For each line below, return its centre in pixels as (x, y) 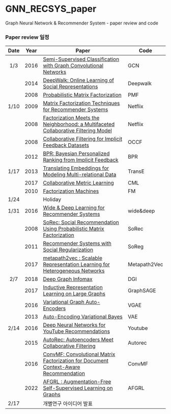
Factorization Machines (71, 191)
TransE (136, 171)
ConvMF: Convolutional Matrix (79, 354)
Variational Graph (64, 302)
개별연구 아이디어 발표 (68, 404)
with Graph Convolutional (73, 66)
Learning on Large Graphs (74, 294)
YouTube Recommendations (77, 331)
